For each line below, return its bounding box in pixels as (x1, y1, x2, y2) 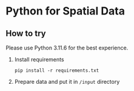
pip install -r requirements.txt (14, 67, 99, 74)
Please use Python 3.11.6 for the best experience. (5, 44, 129, 51)
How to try (5, 28, 46, 39)
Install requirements (14, 56, 64, 63)
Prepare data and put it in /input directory (14, 78, 120, 85)
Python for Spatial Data (5, 4, 126, 18)
